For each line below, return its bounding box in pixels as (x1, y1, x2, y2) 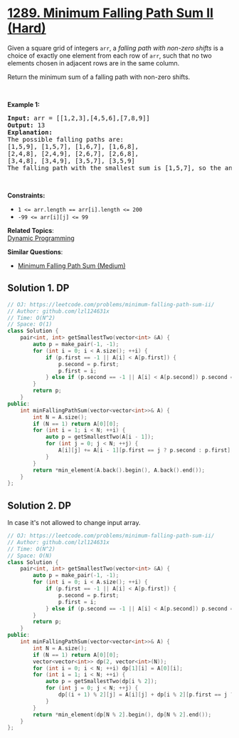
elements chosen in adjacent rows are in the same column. (7, 58, 180, 67)
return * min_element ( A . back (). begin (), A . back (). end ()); (33, 467, 205, 474)
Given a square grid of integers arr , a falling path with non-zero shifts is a (7, 43, 224, 52)
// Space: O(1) (7, 321, 53, 328)
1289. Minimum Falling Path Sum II (7, 5, 214, 21)
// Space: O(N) (7, 552, 53, 559)
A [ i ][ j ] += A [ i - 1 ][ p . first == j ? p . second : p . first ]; (58, 447, 234, 454)
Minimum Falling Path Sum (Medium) (17, 261, 126, 270)
